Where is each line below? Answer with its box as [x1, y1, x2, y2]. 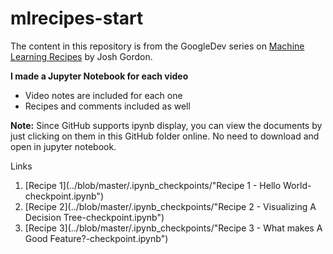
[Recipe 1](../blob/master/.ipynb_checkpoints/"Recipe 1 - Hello [24, 179, 282, 191]
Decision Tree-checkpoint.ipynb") [24, 211, 165, 223]
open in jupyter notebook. [10, 140, 117, 152]
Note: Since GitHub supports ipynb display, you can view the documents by [10, 119, 323, 131]
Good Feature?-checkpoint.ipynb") [24, 232, 169, 244]
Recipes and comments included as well [24, 100, 191, 112]
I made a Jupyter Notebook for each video [10, 70, 189, 82]
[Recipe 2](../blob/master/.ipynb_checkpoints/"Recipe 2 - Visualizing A [24, 200, 317, 212]
